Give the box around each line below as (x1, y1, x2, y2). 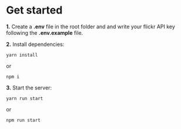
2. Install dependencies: (6, 41, 65, 48)
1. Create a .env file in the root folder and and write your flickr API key (6, 23, 175, 30)
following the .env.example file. (6, 29, 83, 36)
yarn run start (6, 95, 43, 101)
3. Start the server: (6, 84, 52, 91)
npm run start (6, 117, 41, 123)
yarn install (6, 52, 38, 58)
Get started (6, 4, 63, 17)
